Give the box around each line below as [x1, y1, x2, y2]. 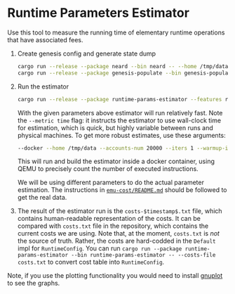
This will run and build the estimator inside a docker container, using [17, 157, 215, 166]
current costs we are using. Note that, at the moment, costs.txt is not [17, 229, 220, 238]
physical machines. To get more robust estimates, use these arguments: [17, 131, 226, 139]
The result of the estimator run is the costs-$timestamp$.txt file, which [17, 207, 222, 215]
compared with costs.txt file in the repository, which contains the [17, 222, 209, 230]
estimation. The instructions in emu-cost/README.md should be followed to [17, 186, 227, 194]
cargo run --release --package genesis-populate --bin [17, 69, 182, 77]
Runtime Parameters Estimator [7, 5, 189, 21]
